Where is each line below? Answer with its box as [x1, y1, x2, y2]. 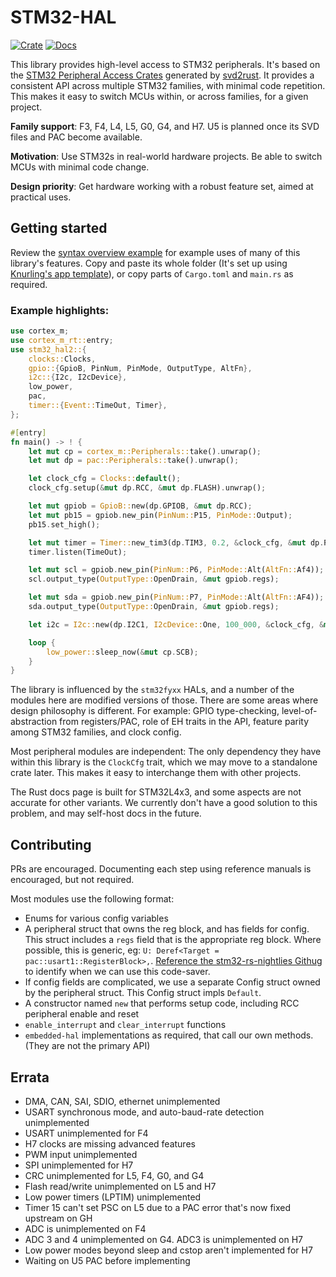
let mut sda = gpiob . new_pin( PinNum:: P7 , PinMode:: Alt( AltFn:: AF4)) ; [28, 592, 325, 603]
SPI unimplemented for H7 [24, 1159, 134, 1171]
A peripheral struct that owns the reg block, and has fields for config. [24, 923, 310, 935]
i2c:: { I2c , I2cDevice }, [28, 372, 128, 383]
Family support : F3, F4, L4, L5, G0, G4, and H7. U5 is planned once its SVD [10, 120, 320, 132]
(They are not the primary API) [24, 1040, 151, 1052]
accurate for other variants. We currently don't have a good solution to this [10, 797, 318, 809]
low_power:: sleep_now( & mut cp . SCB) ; [46, 647, 199, 657]
